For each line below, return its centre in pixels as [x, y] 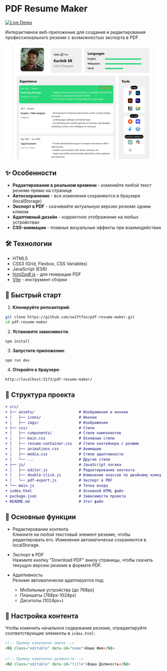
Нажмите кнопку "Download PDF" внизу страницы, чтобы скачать [83, 560]
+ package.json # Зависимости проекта [66, 496]
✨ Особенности [31, 173]
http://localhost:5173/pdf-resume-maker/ [49, 379]
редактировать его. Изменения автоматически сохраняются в [79, 539]
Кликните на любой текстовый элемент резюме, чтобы [71, 534]
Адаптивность [28, 575]
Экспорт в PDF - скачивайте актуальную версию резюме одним [82, 206]
